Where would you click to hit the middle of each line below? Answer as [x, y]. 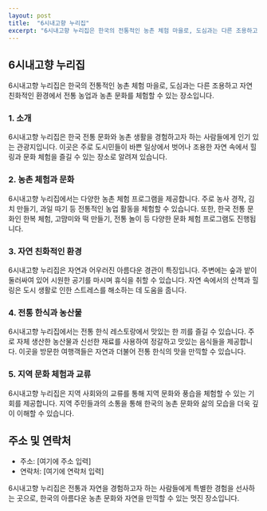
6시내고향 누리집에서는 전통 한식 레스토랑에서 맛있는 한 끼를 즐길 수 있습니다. [128, 331]
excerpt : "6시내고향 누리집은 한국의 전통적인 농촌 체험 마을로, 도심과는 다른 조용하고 [133, 30]
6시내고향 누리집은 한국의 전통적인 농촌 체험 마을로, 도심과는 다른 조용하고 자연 [131, 85]
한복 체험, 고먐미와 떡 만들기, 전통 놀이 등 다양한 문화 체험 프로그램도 [129, 218]
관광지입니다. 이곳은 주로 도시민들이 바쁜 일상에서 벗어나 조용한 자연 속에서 [132, 147]
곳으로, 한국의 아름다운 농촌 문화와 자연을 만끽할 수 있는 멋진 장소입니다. [128, 498]
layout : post [30, 16]
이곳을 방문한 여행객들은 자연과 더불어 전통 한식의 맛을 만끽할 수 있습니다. [132, 351]
